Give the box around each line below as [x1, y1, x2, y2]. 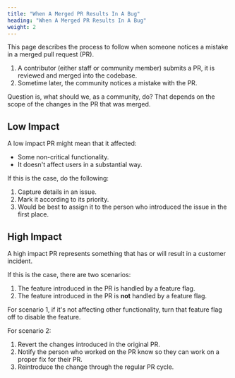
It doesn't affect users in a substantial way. [17, 160, 143, 169]
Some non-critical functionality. [17, 153, 109, 161]
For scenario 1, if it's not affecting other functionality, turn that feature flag [7, 305, 222, 314]
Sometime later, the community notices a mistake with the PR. [17, 79, 198, 87]
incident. [7, 257, 33, 265]
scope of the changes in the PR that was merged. [7, 100, 151, 109]
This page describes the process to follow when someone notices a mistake [7, 43, 229, 51]
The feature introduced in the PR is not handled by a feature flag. [17, 292, 207, 300]
